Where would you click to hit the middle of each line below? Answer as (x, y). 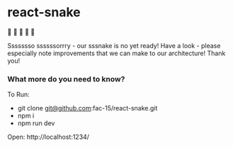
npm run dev (36, 123)
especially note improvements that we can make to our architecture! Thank (116, 53)
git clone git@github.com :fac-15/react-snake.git (87, 108)
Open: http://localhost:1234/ (49, 137)
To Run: (18, 95)
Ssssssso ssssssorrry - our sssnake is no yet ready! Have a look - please (114, 45)
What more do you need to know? (66, 79)
